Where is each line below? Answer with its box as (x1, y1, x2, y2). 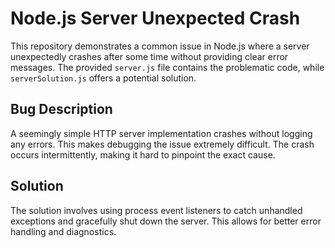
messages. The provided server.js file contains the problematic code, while (10, 61, 325, 73)
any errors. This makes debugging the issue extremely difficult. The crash (10, 138, 315, 150)
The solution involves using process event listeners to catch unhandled (10, 204, 303, 216)
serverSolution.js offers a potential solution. (10, 72, 197, 84)
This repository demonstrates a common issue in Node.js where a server (10, 40, 310, 52)
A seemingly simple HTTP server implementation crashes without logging (10, 127, 313, 139)
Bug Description (10, 101, 113, 118)
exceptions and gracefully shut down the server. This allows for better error (10, 215, 322, 227)
